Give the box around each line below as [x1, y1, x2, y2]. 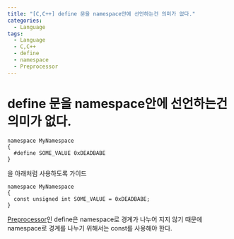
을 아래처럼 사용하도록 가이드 [7, 169, 87, 177]
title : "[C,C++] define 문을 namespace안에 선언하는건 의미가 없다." [7, 10, 196, 18]
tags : [7, 30, 23, 37]
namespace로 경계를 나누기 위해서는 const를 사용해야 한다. [7, 223, 172, 232]
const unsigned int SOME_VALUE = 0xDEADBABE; [13, 195, 151, 202]
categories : [7, 17, 42, 24]
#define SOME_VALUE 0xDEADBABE [13, 149, 106, 156]
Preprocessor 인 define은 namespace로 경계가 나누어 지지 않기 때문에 [7, 215, 203, 223]
